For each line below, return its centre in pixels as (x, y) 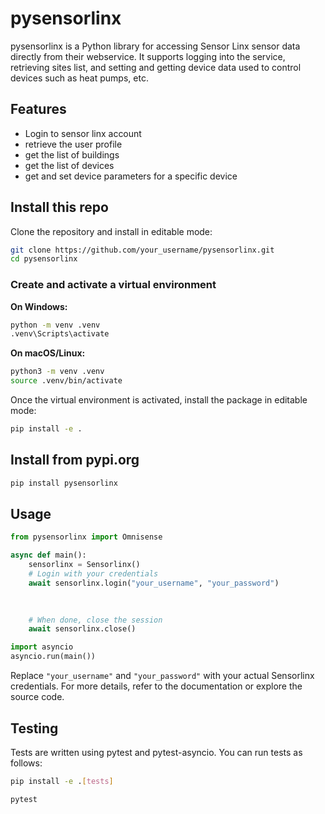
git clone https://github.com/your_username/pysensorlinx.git (142, 250)
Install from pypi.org (75, 460)
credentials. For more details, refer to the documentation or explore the (156, 686)
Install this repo (59, 207)
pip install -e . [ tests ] (62, 781)
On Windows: (39, 306)
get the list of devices (69, 165)
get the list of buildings (72, 154)
